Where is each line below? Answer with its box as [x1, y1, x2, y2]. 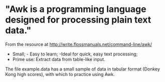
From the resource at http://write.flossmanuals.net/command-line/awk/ [5, 41, 152, 47]
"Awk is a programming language [5, 3, 146, 15]
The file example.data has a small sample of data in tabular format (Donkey [5, 66, 160, 72]
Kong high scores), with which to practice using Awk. [5, 71, 115, 77]
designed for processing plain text [5, 14, 151, 25]
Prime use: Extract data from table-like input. [12, 56, 105, 62]
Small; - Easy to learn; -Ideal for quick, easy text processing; [12, 51, 138, 57]
